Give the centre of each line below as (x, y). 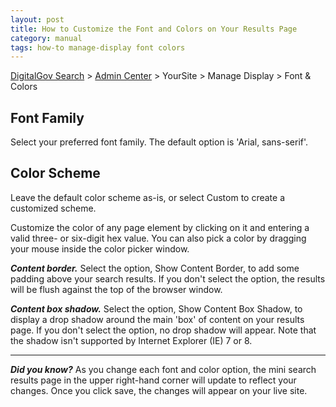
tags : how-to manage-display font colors (98, 47)
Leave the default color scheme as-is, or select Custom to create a (148, 197)
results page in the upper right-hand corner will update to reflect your (153, 380)
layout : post (37, 19)
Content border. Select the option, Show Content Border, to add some (155, 268)
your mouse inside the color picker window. (100, 248)
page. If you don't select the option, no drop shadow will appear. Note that (163, 330)
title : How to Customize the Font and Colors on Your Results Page (154, 29)
